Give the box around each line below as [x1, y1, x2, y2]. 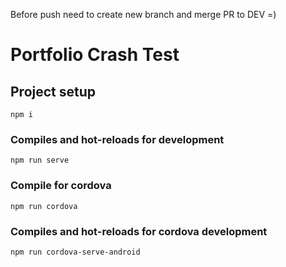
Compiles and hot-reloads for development [10, 132, 225, 146]
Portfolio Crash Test [10, 44, 180, 66]
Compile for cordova [10, 179, 112, 193]
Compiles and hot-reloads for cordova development [10, 224, 268, 238]
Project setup [10, 83, 97, 100]
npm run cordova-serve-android [10, 247, 141, 257]
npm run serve [10, 155, 70, 166]
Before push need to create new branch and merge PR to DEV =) [10, 9, 277, 20]
